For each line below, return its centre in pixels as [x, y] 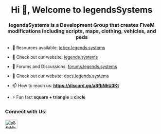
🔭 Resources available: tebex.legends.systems [59, 48]
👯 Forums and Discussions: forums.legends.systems [65, 67]
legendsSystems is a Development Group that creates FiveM [82, 25]
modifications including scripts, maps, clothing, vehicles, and [82, 31]
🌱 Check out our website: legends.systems [55, 57]
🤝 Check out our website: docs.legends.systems [61, 76]
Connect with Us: [26, 112]
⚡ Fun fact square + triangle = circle [49, 97]
